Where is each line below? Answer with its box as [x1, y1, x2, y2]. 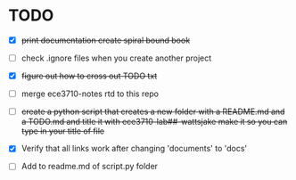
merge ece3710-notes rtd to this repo [21, 88, 160, 99]
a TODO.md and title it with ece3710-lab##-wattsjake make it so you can [21, 117, 288, 127]
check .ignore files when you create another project [21, 53, 212, 63]
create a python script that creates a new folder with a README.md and [21, 106, 285, 117]
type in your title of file [21, 126, 104, 136]
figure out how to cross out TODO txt [21, 70, 158, 81]
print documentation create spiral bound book [21, 35, 191, 45]
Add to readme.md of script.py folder [21, 161, 158, 172]
